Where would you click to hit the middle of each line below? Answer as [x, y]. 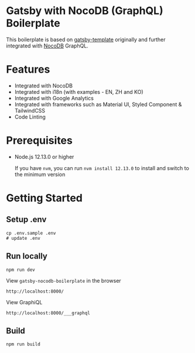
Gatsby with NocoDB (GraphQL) [85, 11]
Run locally [27, 256]
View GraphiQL [24, 302]
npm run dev [20, 270]
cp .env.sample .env [31, 233]
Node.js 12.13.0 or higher [44, 157]
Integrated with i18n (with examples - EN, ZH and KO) [79, 91]
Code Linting [30, 117]
